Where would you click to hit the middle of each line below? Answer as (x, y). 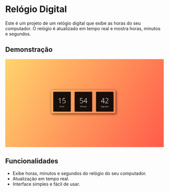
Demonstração (29, 50)
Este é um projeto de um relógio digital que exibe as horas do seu (73, 23)
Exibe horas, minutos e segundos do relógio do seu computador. (79, 173)
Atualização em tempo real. (41, 178)
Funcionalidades (32, 161)
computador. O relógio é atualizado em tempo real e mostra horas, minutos (83, 28)
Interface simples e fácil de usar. (46, 184)
